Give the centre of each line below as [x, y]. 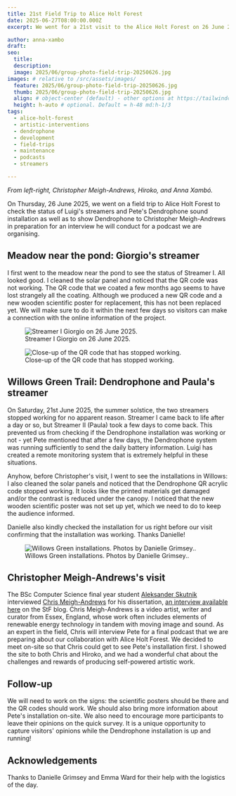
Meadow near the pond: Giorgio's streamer [104, 256]
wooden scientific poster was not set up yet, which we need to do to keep [114, 506]
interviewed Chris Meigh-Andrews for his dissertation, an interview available [118, 602]
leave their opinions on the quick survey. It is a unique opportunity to [106, 724]
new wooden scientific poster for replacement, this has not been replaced [114, 303]
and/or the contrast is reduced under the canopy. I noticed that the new [111, 498]
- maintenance [34, 151]
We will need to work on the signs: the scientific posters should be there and [118, 701]
